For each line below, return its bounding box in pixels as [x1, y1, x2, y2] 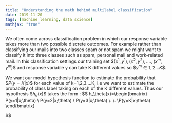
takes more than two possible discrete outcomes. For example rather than [5, 41, 162, 47]
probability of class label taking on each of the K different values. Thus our [5, 85, 163, 91]
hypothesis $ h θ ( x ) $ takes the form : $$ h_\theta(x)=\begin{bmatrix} [5, 90, 148, 98]
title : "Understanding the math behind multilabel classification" [5, 7, 153, 13]
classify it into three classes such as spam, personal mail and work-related [5, 52, 163, 58]
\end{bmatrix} [5, 103, 35, 109]
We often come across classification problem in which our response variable [5, 36, 167, 42]
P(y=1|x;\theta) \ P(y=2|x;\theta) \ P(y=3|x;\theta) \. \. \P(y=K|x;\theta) [5, 97, 150, 104]
